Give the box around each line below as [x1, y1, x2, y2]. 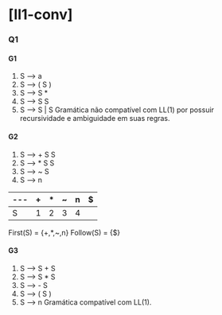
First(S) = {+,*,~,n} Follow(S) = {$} [8, 227, 121, 237]
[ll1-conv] [8, 6, 73, 24]
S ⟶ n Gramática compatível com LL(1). [19, 297, 152, 307]
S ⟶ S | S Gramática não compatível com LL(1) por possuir [19, 105, 215, 115]
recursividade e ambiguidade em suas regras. [19, 114, 170, 123]
